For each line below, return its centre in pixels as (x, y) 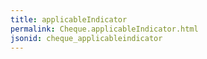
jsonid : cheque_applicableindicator (86, 38)
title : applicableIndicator (69, 19)
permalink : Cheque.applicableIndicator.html (104, 29)
